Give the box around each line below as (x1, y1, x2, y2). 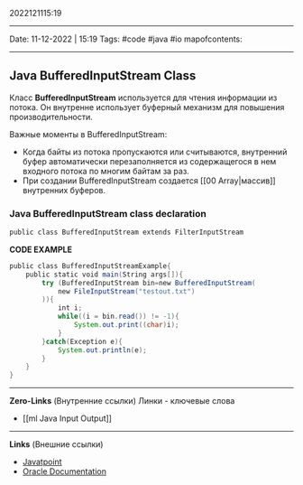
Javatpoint (22, 456, 62, 468)
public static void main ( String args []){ (25, 270, 183, 279)
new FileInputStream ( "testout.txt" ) (57, 286, 196, 296)
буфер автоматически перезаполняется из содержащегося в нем (22, 155, 277, 166)
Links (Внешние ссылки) (9, 439, 104, 450)
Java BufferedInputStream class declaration (9, 207, 207, 219)
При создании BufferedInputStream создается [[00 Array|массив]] (22, 175, 277, 186)
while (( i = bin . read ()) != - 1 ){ (57, 312, 179, 322)
